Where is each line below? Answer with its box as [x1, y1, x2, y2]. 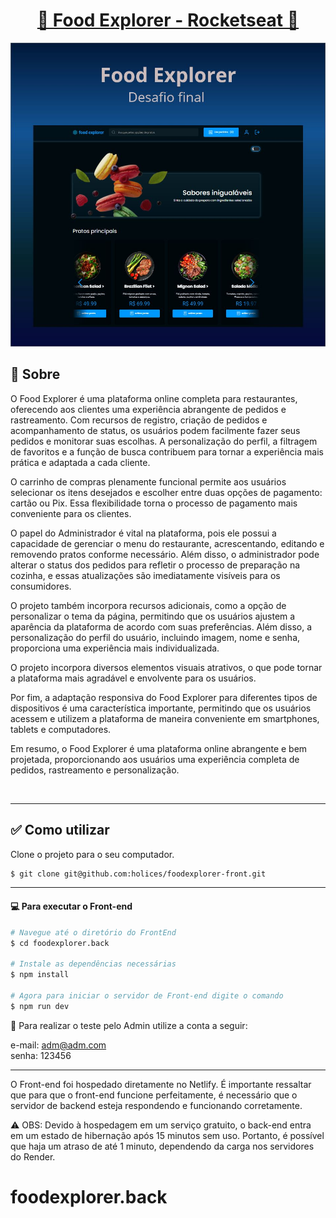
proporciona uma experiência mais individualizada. [10, 642, 220, 654]
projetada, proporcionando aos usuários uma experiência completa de [10, 753, 300, 765]
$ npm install [10, 970, 70, 980]
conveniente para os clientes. [10, 507, 132, 519]
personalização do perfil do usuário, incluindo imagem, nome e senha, [10, 631, 301, 643]
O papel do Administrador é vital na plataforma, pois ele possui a [10, 527, 277, 539]
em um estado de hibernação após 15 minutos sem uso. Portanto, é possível [10, 1129, 325, 1141]
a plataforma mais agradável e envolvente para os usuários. [10, 672, 257, 684]
